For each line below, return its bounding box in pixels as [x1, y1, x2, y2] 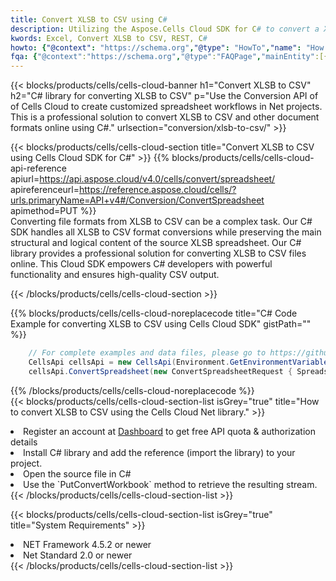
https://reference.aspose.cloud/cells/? [79, 184, 237, 196]
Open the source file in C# [23, 467, 132, 480]
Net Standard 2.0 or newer [23, 549, 133, 561]
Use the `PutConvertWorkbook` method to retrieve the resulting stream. [23, 478, 318, 490]
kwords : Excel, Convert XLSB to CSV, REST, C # [10, 33, 208, 43]
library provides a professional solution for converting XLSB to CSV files [10, 247, 307, 260]
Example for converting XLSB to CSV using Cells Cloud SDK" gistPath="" [10, 318, 312, 330]
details [10, 436, 38, 448]
